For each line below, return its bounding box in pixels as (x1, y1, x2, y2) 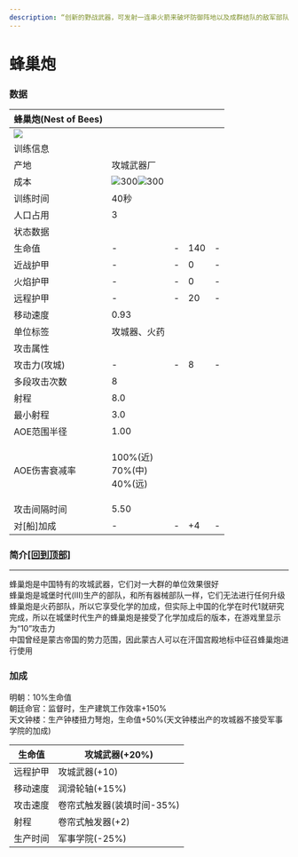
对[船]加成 (13, 520, 57, 533)
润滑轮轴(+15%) (58, 782, 127, 795)
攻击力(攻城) (13, 359, 66, 371)
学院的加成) (9, 725, 51, 735)
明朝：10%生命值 (9, 692, 73, 702)
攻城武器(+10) (58, 766, 118, 778)
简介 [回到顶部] (9, 549, 71, 561)
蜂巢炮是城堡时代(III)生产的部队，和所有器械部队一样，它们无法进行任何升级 (9, 590, 286, 600)
